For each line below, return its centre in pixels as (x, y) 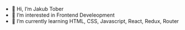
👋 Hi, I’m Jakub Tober (37, 9)
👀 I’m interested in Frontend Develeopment (63, 15)
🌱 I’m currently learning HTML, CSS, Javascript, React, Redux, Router (95, 21)
